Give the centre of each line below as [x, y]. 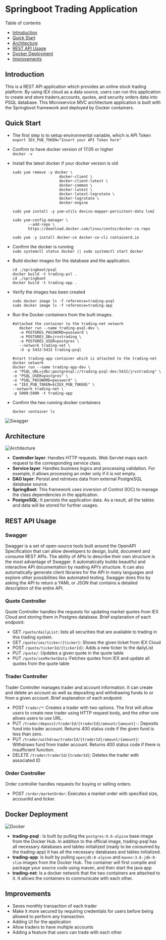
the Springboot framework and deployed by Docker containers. [70, 107]
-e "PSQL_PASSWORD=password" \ [45, 380]
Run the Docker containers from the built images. [62, 314]
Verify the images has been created [49, 292]
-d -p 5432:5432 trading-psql [50, 350]
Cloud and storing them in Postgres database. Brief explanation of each [78, 617]
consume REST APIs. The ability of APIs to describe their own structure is [80, 557]
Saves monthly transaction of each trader [55, 906]
